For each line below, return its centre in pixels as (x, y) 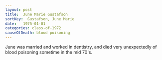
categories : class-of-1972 (33, 28)
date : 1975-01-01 (25, 24)
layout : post (19, 10)
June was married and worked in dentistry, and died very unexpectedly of (81, 47)
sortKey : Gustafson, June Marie (40, 19)
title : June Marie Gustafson (37, 14)
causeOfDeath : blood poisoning (38, 33)
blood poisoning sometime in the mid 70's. (49, 52)
